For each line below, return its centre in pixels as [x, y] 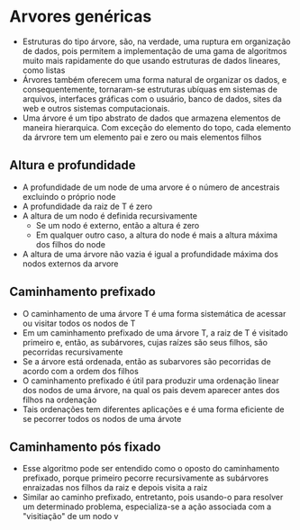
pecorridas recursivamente [73, 352]
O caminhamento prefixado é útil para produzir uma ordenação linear [150, 381]
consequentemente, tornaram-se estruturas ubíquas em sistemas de [150, 89]
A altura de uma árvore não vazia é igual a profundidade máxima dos [150, 254]
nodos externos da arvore [70, 264]
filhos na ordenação [59, 400]
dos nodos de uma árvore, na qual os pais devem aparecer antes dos [151, 390]
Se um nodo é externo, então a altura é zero [118, 225]
